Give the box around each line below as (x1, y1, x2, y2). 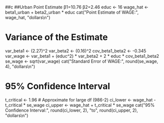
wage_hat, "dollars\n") (5, 15, 51, 20)
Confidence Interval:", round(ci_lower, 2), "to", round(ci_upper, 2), (5, 107, 138, 113)
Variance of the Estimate (5, 32, 108, 43)
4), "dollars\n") (5, 63, 35, 69)
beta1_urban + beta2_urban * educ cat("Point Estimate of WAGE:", (5, 9, 139, 15)
